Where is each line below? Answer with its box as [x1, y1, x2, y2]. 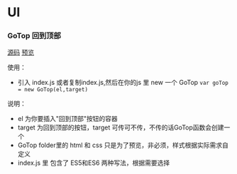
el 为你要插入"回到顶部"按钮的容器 [17, 115, 118, 123]
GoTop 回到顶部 [7, 31, 62, 41]
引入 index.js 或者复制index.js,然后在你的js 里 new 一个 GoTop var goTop [17, 79, 228, 87]
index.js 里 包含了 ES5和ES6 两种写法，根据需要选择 [17, 158, 170, 167]
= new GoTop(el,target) [17, 86, 89, 93]
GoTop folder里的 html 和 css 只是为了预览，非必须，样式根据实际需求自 [17, 141, 228, 149]
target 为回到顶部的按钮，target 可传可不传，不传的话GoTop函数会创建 [17, 123, 225, 132]
